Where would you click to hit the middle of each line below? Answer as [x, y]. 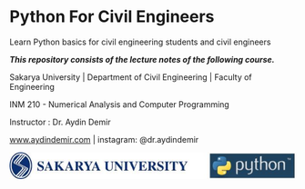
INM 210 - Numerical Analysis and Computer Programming [119, 104]
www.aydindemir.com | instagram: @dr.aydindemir [104, 139]
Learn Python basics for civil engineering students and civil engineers [140, 42]
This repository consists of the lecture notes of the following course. [142, 59]
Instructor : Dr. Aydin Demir [60, 122]
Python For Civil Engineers [112, 17]
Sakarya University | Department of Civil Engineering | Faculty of [131, 77]
